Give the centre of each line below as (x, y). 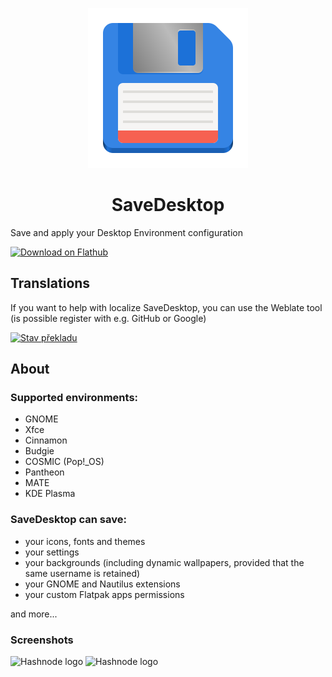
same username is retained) (82, 573)
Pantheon (44, 472)
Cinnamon (46, 440)
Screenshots (42, 640)
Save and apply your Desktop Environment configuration (126, 232)
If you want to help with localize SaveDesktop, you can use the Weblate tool (166, 307)
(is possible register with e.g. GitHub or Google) (108, 318)
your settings (52, 552)
